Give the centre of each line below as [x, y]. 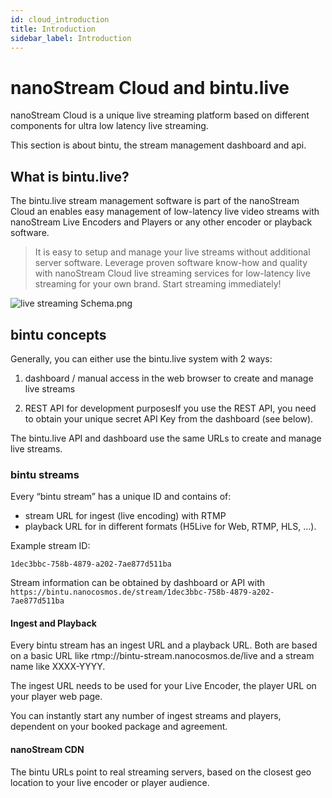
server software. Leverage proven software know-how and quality [171, 263]
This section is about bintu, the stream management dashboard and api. [158, 145]
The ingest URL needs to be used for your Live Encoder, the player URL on [163, 686]
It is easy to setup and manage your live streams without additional [172, 252]
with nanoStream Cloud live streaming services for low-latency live [172, 273]
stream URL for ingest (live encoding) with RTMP [125, 516]
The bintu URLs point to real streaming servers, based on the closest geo [161, 772]
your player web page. [56, 697]
